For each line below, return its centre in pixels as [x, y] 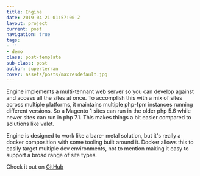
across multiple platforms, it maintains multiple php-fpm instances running [100, 105]
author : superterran [33, 69]
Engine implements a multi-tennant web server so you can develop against [100, 91]
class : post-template [34, 57]
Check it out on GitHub [35, 167]
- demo [15, 52]
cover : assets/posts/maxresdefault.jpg [57, 74]
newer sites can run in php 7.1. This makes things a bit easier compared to [99, 118]
